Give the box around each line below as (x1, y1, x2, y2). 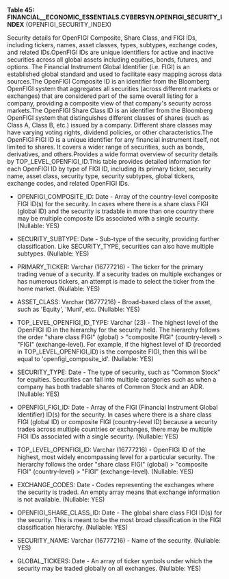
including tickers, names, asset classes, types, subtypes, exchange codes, (7, 41, 217, 49)
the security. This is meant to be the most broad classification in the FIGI (16, 516, 221, 523)
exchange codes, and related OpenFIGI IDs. (7, 180, 130, 187)
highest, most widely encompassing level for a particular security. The (16, 453, 215, 461)
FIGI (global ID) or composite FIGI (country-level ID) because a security (16, 418, 217, 426)
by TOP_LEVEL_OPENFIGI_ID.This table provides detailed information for (7, 158, 211, 165)
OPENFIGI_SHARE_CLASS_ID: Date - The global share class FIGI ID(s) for (16, 508, 222, 517)
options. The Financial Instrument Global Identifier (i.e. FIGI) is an (7, 63, 190, 71)
